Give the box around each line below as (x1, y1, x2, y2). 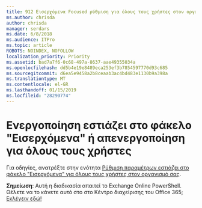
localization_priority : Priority (6, 54, 90, 60)
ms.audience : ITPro (6, 37, 55, 43)
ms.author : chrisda (6, 14, 55, 20)
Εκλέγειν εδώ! (6, 195, 42, 202)
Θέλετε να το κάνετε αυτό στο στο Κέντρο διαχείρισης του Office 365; (6, 188, 183, 195)
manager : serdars (6, 25, 50, 32)
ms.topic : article (6, 43, 52, 49)
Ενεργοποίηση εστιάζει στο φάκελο (6, 118, 192, 132)
